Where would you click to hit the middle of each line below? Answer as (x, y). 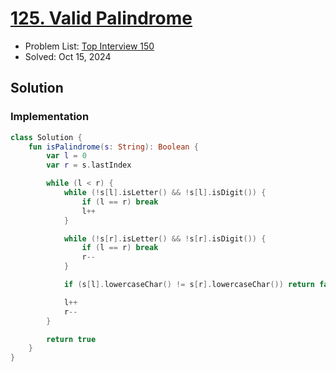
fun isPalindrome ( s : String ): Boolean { (113, 147)
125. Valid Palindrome (101, 18)
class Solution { (46, 137)
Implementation (50, 117)
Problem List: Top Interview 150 (89, 46)
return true (71, 339)
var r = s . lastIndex (89, 165)
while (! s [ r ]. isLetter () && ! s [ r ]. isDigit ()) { (165, 238)
